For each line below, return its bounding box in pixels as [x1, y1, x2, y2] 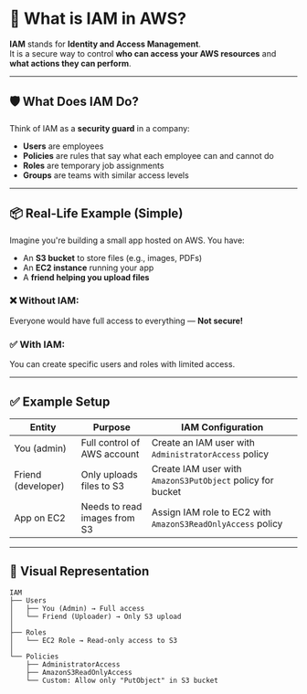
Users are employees [22, 141, 104, 152]
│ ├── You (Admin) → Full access [9, 604, 145, 613]
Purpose [92, 420, 131, 433]
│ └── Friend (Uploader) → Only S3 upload [9, 612, 182, 621]
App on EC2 [14, 511, 66, 524]
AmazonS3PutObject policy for [151, 474, 274, 487]
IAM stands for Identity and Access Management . [9, 38, 201, 49]
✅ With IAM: [9, 338, 66, 351]
